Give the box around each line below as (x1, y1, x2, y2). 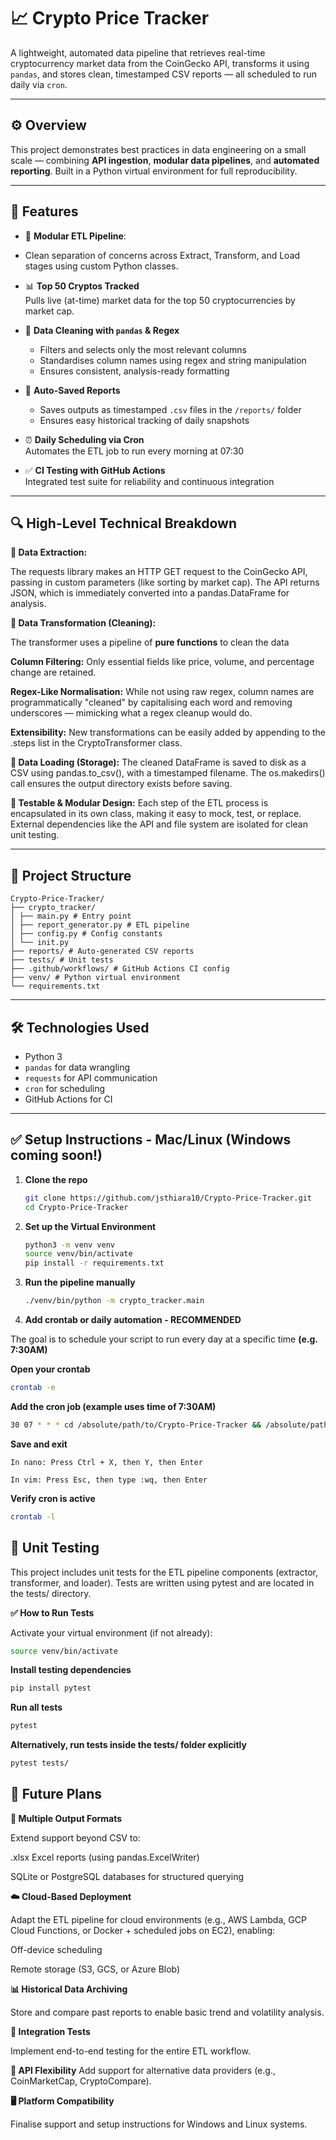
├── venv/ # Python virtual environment (10, 973, 182, 983)
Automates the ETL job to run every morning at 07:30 (24, 445, 245, 457)
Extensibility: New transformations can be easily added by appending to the (10, 726, 327, 739)
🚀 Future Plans (10, 1786, 103, 1803)
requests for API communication (24, 1072, 158, 1084)
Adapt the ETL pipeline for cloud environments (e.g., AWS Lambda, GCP (10, 1913, 307, 1925)
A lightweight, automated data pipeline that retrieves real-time (10, 46, 266, 59)
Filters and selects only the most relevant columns (39, 343, 247, 355)
